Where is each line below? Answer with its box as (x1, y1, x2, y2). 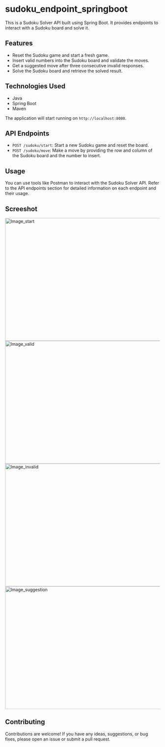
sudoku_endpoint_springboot (5, 3, 128, 15)
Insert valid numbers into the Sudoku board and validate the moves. (12, 57, 150, 63)
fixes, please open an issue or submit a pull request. (5, 736, 110, 742)
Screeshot (5, 205, 38, 213)
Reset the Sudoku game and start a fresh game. (12, 52, 109, 58)
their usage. (5, 191, 29, 196)
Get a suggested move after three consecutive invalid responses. (12, 62, 144, 68)
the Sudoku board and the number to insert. (12, 153, 101, 159)
